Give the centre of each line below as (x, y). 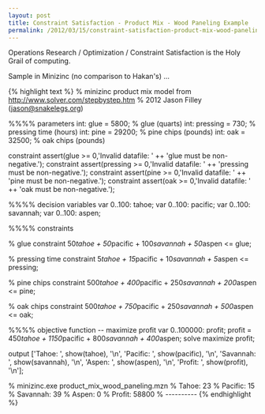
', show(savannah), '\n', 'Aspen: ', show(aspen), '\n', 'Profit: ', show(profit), (128, 362)
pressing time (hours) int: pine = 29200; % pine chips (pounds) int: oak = (127, 132)
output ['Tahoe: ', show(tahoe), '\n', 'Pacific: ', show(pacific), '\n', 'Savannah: (132, 354)
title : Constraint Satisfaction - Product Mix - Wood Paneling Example (128, 23)
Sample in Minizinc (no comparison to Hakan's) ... (89, 77)
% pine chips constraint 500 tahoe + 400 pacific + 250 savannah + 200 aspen (132, 283)
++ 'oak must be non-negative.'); (62, 190)
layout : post (30, 15)
